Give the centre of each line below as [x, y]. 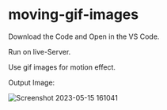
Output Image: [32, 82]
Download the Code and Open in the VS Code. [84, 36]
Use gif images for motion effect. [62, 67]
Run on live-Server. [40, 51]
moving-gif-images [74, 15]
